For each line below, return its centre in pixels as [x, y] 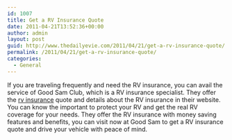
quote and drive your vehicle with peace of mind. [77, 129]
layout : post [26, 40]
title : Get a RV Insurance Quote [56, 20]
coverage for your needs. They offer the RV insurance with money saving [112, 114]
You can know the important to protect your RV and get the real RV [102, 107]
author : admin [28, 33]
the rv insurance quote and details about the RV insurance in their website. [114, 99]
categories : [24, 59]
